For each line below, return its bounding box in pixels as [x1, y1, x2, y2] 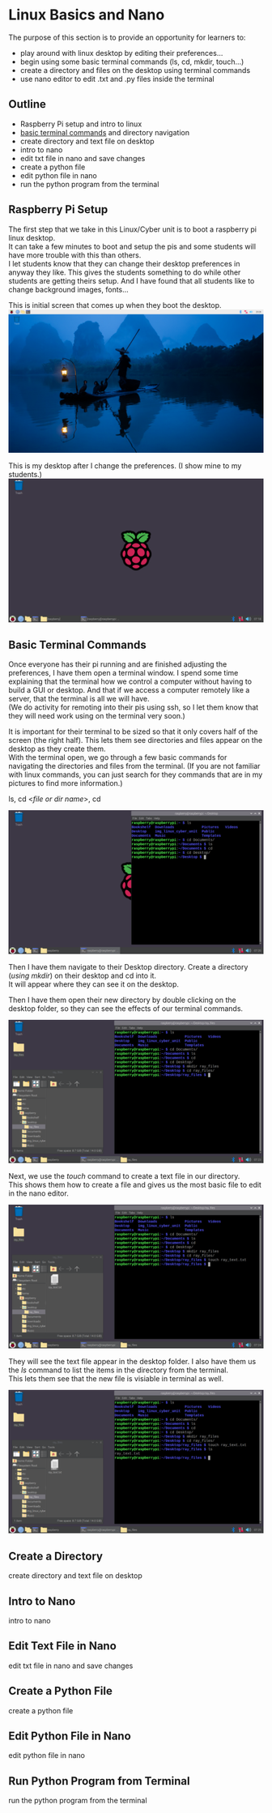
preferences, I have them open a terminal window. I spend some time [8, 668, 239, 678]
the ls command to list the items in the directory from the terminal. [8, 1365, 229, 1375]
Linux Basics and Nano [8, 6, 165, 24]
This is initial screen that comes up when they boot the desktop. [8, 300, 222, 309]
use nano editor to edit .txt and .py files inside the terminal [19, 74, 215, 83]
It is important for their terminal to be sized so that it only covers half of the [8, 727, 258, 736]
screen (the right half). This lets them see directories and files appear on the [8, 736, 263, 745]
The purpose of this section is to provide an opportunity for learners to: [8, 32, 246, 42]
